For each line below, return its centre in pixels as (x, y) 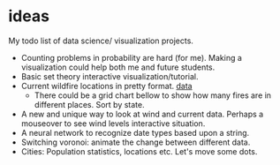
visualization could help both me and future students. (118, 67)
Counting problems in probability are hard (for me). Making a (131, 57)
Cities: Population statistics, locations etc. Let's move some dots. (139, 151)
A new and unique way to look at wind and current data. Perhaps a (142, 114)
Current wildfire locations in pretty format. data (106, 86)
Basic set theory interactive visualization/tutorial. (110, 76)
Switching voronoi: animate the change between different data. (136, 142)
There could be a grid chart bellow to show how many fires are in (152, 95)
